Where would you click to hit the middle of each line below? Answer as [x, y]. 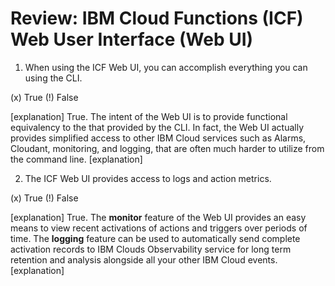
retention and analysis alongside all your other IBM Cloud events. [144, 259]
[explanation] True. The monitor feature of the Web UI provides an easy [158, 217]
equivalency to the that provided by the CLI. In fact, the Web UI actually [157, 127]
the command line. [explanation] [76, 159]
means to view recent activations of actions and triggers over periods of [159, 228]
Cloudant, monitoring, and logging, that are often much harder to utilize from [167, 148]
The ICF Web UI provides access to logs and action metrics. [148, 178]
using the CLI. [53, 78]
